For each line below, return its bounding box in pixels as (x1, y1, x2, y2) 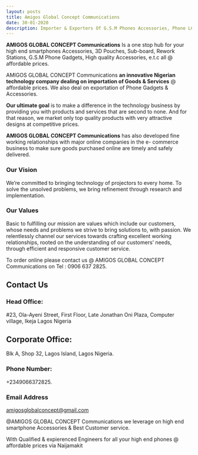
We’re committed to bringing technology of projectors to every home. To (6, 179, 181, 186)
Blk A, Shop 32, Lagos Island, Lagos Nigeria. (6, 350, 114, 357)
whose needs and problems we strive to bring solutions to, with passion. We (6, 226, 192, 233)
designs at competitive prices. (6, 121, 80, 128)
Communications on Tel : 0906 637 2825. (6, 262, 107, 269)
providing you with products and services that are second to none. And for (6, 108, 187, 115)
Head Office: (6, 298, 44, 306)
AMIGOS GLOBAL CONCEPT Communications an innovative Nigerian (6, 71, 176, 79)
